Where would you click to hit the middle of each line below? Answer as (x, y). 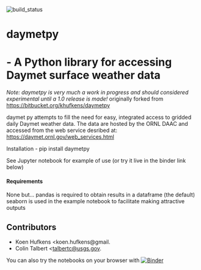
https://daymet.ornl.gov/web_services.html (60, 137)
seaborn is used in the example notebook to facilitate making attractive (96, 201)
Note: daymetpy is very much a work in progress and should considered (97, 93)
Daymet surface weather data (83, 75)
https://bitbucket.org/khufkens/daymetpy (58, 106)
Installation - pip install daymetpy (48, 149)
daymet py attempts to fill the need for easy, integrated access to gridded (99, 117)
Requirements (25, 181)
